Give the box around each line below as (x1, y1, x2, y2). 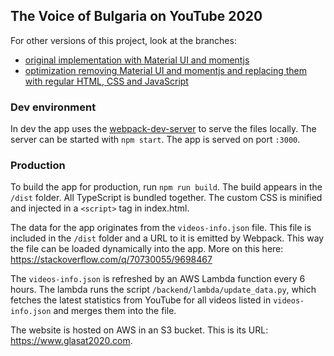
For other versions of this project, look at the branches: (10, 34, 237, 46)
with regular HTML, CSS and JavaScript (24, 75, 189, 87)
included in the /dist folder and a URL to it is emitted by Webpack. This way (10, 232, 325, 244)
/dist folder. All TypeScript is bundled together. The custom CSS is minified (10, 192, 323, 204)
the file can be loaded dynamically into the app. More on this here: (10, 243, 284, 255)
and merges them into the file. (53, 305, 177, 317)
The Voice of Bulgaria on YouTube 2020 (10, 8, 263, 25)
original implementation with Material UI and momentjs (24, 54, 250, 66)
